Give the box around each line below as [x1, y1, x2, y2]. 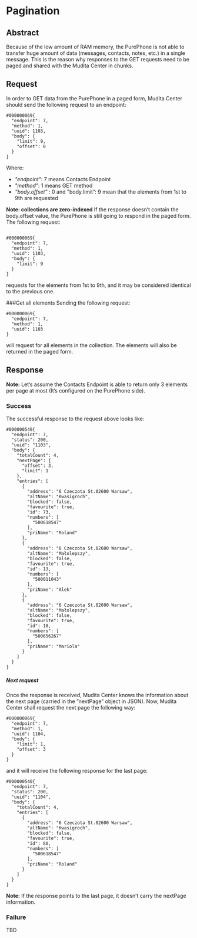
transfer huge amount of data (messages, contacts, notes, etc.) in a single [6, 50, 185, 57]
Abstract [6, 28, 39, 38]
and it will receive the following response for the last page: [6, 767, 148, 774]
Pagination [6, 4, 60, 18]
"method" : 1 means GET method [14, 182, 93, 189]
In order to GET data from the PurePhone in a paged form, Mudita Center [6, 94, 183, 102]
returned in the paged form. [6, 348, 74, 355]
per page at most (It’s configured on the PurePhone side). [6, 387, 145, 394]
